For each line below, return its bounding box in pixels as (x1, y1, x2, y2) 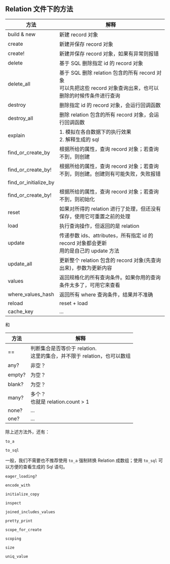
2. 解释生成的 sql (59, 136, 100, 143)
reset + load (59, 300, 88, 307)
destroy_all (8, 114, 33, 122)
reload (8, 300, 23, 307)
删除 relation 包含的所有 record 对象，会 (59, 111, 154, 118)
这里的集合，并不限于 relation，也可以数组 (30, 352, 131, 360)
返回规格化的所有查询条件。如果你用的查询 (59, 274, 161, 281)
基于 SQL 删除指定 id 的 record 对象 (59, 60, 143, 67)
